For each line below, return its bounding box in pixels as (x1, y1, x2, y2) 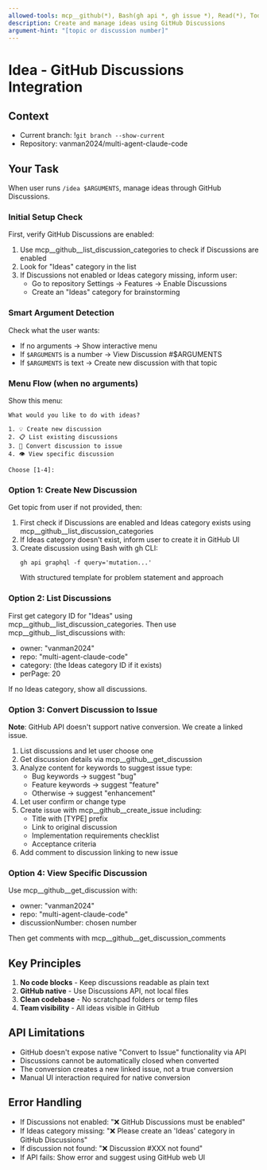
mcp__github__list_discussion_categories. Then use (8, 619, 176, 629)
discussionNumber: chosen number (19, 918, 137, 928)
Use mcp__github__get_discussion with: (8, 885, 137, 895)
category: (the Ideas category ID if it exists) (19, 660, 162, 669)
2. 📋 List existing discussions (8, 434, 118, 442)
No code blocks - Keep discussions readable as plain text (19, 978, 209, 987)
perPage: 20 (19, 669, 61, 678)
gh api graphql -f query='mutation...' (19, 559, 153, 567)
